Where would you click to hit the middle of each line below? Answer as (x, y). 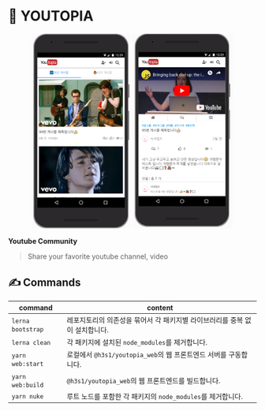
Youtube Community (43, 241)
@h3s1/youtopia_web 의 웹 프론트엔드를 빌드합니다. (144, 380)
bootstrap (28, 329)
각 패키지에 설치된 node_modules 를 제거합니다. (137, 342)
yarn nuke (28, 397)
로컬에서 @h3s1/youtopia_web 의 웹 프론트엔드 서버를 (147, 355)
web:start (28, 364)
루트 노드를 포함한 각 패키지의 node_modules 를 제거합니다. (155, 396)
